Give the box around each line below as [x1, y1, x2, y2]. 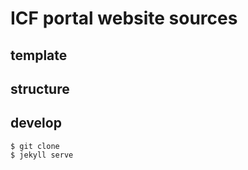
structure [10, 80, 70, 97]
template [10, 47, 68, 64]
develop [10, 115, 62, 132]
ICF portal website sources [10, 7, 238, 30]
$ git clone [10, 141, 60, 151]
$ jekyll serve [10, 150, 74, 160]
